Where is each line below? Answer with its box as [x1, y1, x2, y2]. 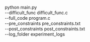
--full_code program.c [5, 15, 51, 21]
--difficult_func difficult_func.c [5, 10, 68, 16]
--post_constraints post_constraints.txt [5, 26, 85, 32]
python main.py [5, 5, 37, 10]
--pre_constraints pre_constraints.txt [5, 20, 81, 26]
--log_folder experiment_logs [5, 31, 65, 37]
